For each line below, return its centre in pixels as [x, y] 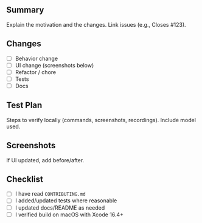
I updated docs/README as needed [60, 208]
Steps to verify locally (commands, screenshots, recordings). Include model [101, 120]
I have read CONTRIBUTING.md [50, 194]
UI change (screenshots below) [54, 65]
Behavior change [37, 58]
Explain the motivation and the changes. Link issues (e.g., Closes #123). [96, 24]
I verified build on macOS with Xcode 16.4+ [69, 214]
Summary [25, 10]
